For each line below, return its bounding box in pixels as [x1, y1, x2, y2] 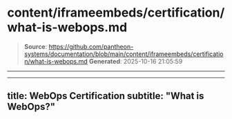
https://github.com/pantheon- [48, 42, 134, 51]
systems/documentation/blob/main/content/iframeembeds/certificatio [23, 50, 224, 58]
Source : [23, 42, 48, 51]
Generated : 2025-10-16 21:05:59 [88, 57, 183, 65]
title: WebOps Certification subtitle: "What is [7, 90, 204, 102]
